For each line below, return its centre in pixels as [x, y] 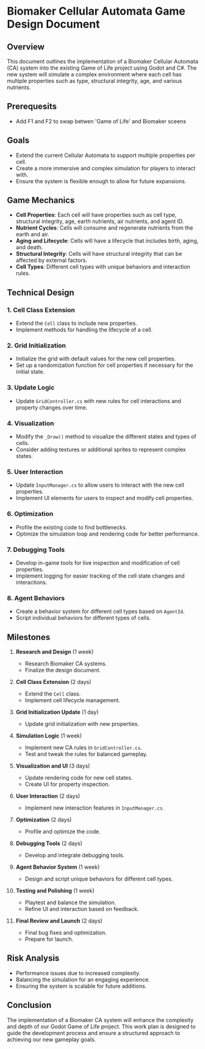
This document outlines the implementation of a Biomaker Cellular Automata [103, 61]
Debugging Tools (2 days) [49, 843]
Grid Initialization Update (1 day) [57, 712]
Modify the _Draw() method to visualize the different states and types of [106, 437]
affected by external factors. [52, 260]
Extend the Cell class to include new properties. [77, 323]
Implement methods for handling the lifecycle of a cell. [84, 330]
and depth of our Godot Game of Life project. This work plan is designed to [101, 1026]
